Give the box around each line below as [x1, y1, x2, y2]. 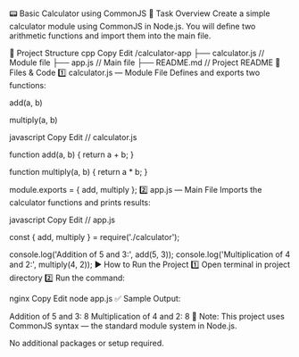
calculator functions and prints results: [9, 197, 152, 208]
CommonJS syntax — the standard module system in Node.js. [9, 320, 237, 331]
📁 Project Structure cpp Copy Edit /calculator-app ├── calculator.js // [9, 48, 265, 58]
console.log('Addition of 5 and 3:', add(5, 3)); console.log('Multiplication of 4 [9, 249, 291, 260]
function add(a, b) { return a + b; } [9, 149, 135, 160]
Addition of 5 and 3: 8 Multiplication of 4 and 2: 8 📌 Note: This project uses [9, 311, 286, 321]
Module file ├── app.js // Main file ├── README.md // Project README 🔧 [9, 57, 281, 68]
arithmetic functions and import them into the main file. [9, 30, 212, 41]
